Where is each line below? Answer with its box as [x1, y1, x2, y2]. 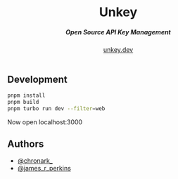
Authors [7, 138, 44, 150]
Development [7, 73, 68, 85]
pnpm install [7, 92, 46, 99]
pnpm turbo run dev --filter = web [7, 105, 106, 112]
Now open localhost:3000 [7, 117, 83, 126]
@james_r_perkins [17, 164, 72, 173]
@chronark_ [17, 157, 53, 165]
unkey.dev [103, 46, 134, 54]
